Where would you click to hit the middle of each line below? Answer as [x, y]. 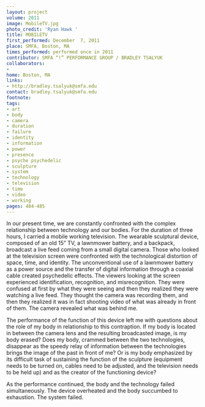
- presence [20, 155]
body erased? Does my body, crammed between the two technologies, [96, 340]
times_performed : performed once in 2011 [60, 52]
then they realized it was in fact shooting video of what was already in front [101, 302]
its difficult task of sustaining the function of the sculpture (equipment [94, 359]
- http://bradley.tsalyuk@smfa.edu [52, 87]
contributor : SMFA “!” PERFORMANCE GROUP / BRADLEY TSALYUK [85, 58]
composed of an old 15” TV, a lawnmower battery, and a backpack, [91, 243]
